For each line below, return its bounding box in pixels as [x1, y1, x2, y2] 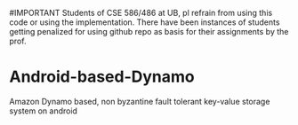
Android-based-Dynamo [9, 66, 195, 87]
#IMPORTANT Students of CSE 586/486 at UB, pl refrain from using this [9, 8, 273, 18]
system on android [9, 105, 78, 116]
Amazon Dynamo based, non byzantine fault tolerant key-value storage [9, 96, 270, 106]
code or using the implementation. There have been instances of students [9, 17, 280, 27]
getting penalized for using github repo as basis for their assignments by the [9, 27, 289, 36]
